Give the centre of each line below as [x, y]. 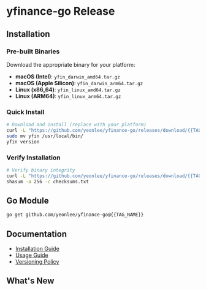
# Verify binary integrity [41, 170]
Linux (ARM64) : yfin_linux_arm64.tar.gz [68, 96]
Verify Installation [33, 158]
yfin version [23, 142]
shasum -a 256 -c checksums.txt [48, 181]
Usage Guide [32, 255]
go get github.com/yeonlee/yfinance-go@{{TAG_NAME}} [75, 215]
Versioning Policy [37, 262]
